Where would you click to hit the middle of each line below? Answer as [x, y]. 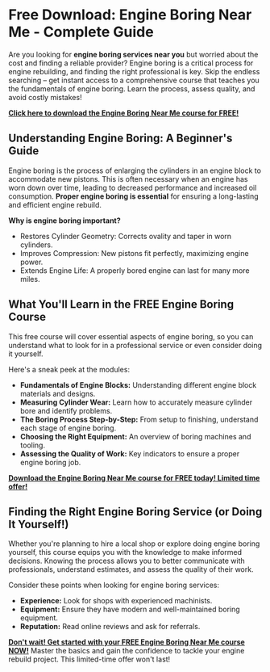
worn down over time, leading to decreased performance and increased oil [133, 187]
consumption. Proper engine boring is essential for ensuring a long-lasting [134, 196]
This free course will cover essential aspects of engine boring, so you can [131, 336]
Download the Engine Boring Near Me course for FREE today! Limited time [134, 477]
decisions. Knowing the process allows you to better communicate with [127, 561]
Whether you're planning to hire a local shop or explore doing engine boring [134, 544]
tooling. [33, 445]
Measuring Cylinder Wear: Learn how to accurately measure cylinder [136, 402]
